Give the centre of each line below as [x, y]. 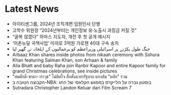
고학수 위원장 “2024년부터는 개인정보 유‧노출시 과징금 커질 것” [74, 30]
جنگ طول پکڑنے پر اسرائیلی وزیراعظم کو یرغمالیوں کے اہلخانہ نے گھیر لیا [81, 49]
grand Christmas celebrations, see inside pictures [65, 71]
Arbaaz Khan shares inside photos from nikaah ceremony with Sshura [86, 54]
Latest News [32, 9]
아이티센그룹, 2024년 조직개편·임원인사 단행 [56, 24]
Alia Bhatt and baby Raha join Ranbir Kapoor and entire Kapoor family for [89, 65]
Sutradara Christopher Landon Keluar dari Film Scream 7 [72, 87]
